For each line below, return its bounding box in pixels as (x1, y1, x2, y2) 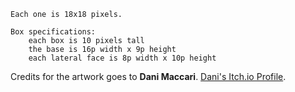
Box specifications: (10, 27, 97, 37)
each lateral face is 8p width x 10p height (28, 53, 217, 63)
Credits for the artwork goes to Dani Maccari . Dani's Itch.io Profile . (10, 71, 287, 82)
